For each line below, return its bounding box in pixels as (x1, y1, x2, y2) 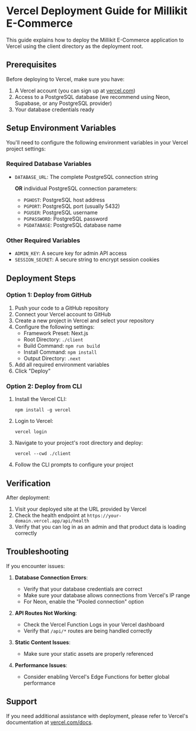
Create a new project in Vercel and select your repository (14, 317, 155, 324)
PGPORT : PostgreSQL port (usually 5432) (23, 203, 120, 210)
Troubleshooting (6, 547, 69, 557)
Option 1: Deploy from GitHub (6, 291, 92, 299)
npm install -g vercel (14, 407, 71, 413)
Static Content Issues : (14, 639, 71, 646)
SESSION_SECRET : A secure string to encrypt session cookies (14, 256, 160, 263)
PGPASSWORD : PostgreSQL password (23, 215, 108, 222)
